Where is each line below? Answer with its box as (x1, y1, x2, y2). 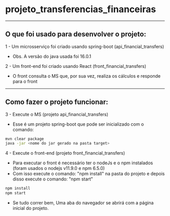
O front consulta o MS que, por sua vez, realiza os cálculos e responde (12, 73, 161, 79)
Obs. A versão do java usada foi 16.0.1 (12, 53, 92, 59)
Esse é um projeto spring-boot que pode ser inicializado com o (12, 121, 144, 127)
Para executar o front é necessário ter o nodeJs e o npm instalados (12, 160, 153, 166)
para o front (12, 78, 38, 84)
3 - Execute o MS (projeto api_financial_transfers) (5, 111, 109, 117)
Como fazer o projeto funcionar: (5, 98, 109, 106)
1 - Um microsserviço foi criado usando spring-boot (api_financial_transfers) (5, 43, 164, 49)
